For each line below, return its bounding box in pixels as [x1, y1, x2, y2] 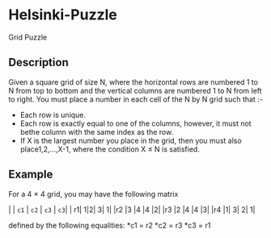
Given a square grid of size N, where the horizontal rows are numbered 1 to [8, 77, 259, 86]
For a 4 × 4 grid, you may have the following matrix [8, 189, 179, 198]
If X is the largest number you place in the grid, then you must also [19, 136, 243, 145]
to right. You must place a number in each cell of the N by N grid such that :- [8, 94, 263, 104]
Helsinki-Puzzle [8, 6, 117, 24]
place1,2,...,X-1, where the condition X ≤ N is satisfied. [19, 144, 200, 154]
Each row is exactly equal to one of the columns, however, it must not [19, 119, 252, 128]
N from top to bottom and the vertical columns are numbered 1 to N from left [8, 86, 262, 95]
